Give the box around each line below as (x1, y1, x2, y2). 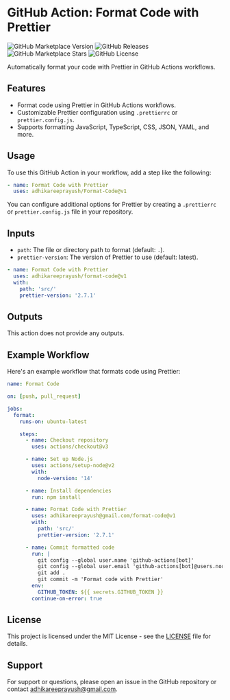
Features (7, 82, 46, 94)
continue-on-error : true (31, 595, 103, 602)
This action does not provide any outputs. (7, 329, 125, 337)
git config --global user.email (37, 563, 130, 570)
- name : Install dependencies (25, 487, 112, 494)
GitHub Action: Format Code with (7, 5, 199, 21)
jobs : (7, 405, 23, 412)
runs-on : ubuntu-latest (19, 418, 88, 425)
